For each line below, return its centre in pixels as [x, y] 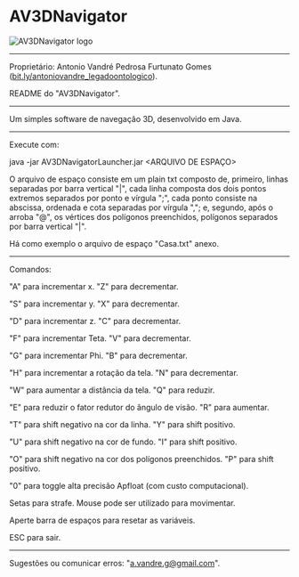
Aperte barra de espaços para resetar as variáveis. [102, 520]
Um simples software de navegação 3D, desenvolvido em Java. [125, 118]
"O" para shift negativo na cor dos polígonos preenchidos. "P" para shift [141, 459]
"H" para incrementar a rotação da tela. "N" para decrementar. [124, 372]
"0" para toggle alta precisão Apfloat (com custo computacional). [129, 485]
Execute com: [34, 144]
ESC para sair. [35, 537]
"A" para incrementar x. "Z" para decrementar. [94, 286]
